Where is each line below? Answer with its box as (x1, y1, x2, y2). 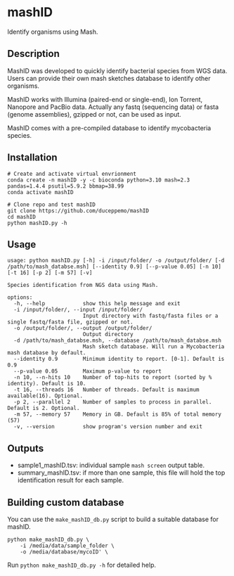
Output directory (82, 331, 134, 338)
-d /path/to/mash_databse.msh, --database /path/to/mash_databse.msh (13, 337, 221, 345)
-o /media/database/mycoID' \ (20, 549, 109, 556)
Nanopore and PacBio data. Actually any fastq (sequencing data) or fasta (7, 103, 219, 111)
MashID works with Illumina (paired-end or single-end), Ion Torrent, (7, 95, 203, 103)
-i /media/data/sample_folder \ (20, 542, 115, 549)
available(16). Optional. (7, 392, 83, 399)
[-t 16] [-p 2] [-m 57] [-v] (7, 269, 93, 276)
